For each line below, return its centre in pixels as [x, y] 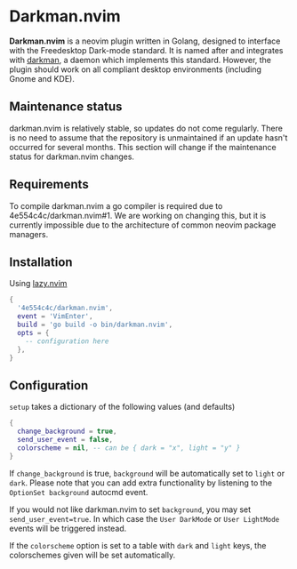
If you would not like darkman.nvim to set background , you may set [130, 509]
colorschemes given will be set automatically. [92, 555]
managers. [29, 234]
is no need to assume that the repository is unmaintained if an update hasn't [148, 137]
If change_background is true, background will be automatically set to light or [147, 473]
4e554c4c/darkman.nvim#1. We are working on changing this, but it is [138, 215]
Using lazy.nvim [38, 284]
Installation [41, 262]
